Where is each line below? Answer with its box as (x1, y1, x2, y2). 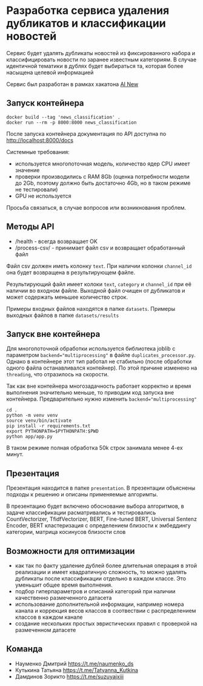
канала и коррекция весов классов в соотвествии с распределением (15, 607, 196, 614)
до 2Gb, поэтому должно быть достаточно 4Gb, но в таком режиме (15, 179, 191, 187)
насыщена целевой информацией (6, 68, 94, 76)
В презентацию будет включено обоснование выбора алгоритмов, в (6, 502, 184, 510)
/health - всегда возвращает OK (15, 238, 98, 245)
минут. (6, 451, 24, 458)
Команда (6, 644, 43, 654)
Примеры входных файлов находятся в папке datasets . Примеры (6, 305, 176, 312)
